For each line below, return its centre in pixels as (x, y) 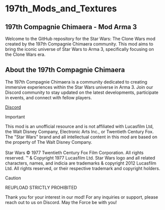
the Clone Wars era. (25, 54)
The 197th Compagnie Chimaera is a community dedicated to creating (76, 82)
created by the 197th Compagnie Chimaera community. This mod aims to (79, 44)
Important (15, 117)
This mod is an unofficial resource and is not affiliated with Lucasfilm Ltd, (80, 126)
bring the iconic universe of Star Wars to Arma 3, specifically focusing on (80, 49)
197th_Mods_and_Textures (61, 9)
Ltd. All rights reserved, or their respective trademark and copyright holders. (83, 168)
